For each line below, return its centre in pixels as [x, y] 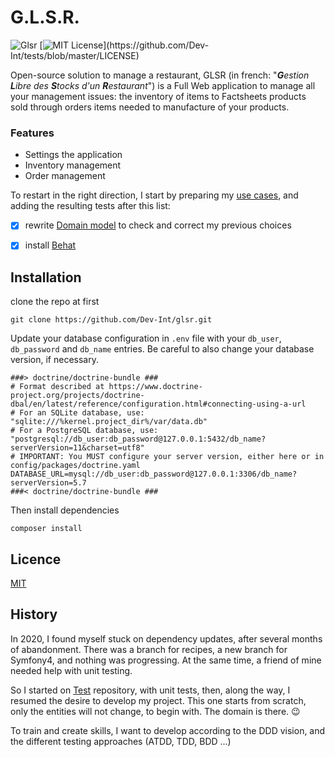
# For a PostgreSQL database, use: [84, 431]
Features [32, 133]
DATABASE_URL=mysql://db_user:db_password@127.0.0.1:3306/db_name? [154, 474]
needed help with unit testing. [71, 670]
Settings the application [73, 155]
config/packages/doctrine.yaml [75, 466]
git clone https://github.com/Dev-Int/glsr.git [111, 320]
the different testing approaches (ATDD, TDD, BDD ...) [121, 741]
